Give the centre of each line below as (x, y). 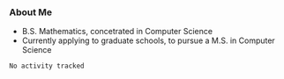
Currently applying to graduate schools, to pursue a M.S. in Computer (148, 40)
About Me (31, 12)
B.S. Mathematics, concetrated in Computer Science (117, 32)
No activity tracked (47, 66)
